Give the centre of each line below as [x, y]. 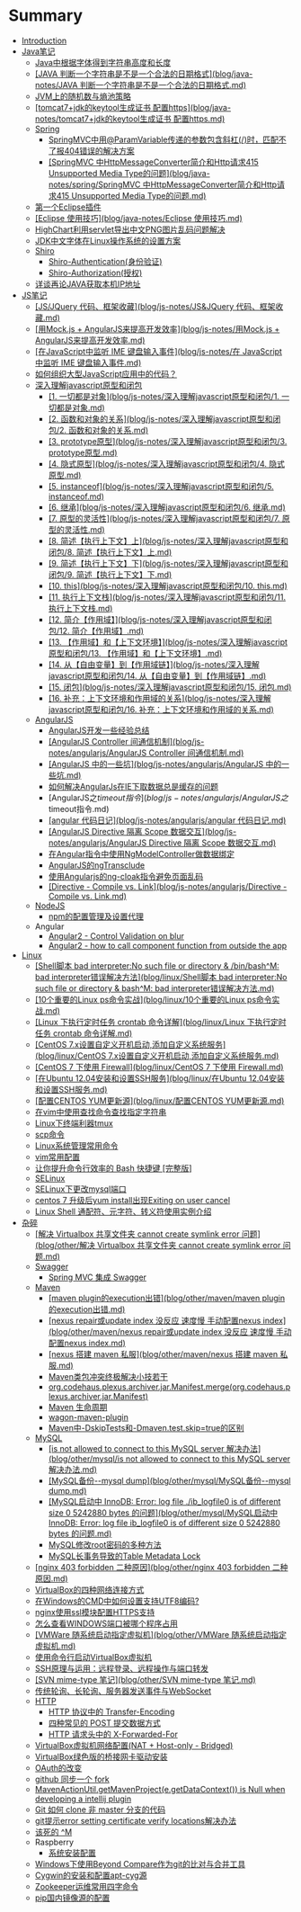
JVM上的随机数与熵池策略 [83, 96]
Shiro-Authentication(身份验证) [105, 261]
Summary [45, 16]
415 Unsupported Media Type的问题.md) [131, 195]
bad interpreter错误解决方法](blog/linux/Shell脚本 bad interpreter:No [161, 977]
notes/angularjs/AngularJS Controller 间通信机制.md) [146, 753]
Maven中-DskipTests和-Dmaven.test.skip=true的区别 [146, 1427]
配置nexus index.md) [87, 1343]
